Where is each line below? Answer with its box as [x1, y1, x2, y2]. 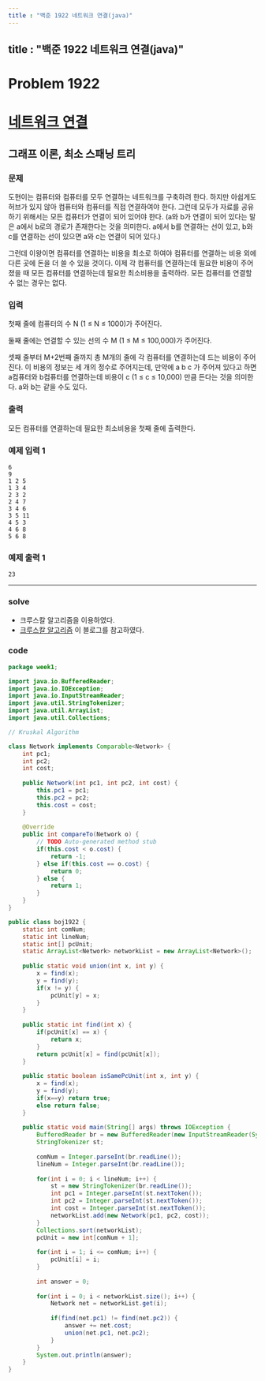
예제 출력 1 [8, 552, 46, 563]
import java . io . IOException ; [8, 684, 104, 693]
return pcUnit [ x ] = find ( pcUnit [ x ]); [36, 1050, 160, 1058]
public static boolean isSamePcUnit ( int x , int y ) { [22, 1072, 200, 1080]
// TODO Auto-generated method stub [36, 838, 157, 846]
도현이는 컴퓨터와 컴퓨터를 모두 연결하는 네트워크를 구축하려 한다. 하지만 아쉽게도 [8, 193, 257, 202]
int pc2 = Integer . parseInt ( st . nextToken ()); [50, 1197, 203, 1205]
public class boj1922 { [8, 918, 87, 926]
